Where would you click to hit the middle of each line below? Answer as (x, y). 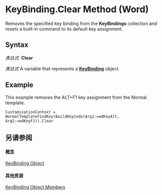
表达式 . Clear (19, 58)
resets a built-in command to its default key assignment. (64, 29)
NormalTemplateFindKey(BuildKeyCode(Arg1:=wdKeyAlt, (62, 116)
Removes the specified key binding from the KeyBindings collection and (81, 23)
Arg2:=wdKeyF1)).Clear (29, 121)
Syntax (17, 45)
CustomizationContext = (31, 112)
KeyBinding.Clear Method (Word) (77, 9)
